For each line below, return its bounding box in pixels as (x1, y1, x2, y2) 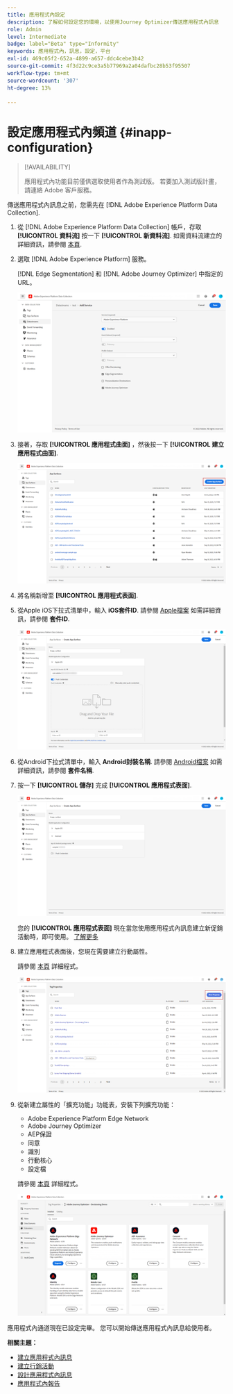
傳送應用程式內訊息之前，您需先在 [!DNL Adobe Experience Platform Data (7, 201, 218, 209)
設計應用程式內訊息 (17, 1370, 73, 1379)
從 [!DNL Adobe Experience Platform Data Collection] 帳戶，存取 (17, 223, 202, 231)
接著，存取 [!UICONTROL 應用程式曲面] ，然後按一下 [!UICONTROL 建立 (17, 440, 225, 448)
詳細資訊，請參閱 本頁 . (17, 240, 82, 249)
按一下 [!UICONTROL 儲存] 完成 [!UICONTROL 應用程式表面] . (17, 781, 192, 790)
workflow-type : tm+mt (7, 69, 70, 76)
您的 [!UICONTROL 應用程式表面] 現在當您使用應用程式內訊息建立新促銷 (17, 924, 223, 932)
